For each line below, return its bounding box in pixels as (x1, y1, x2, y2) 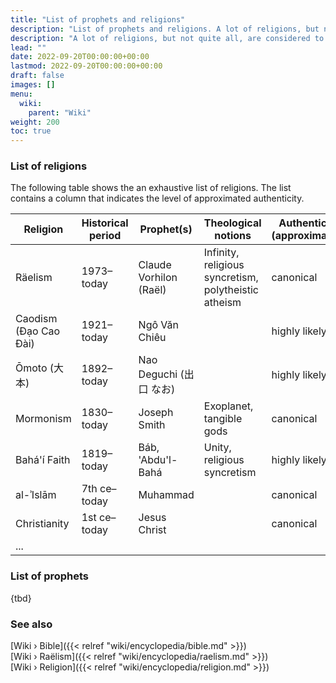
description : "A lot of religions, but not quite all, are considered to (10, 33, 325, 43)
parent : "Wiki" (28, 107, 92, 118)
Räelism (15, 271, 53, 285)
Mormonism (15, 412, 72, 426)
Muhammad (138, 488, 195, 502)
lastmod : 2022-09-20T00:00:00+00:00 (10, 61, 163, 71)
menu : (10, 89, 33, 99)
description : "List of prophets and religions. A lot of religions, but (10, 24, 320, 34)
